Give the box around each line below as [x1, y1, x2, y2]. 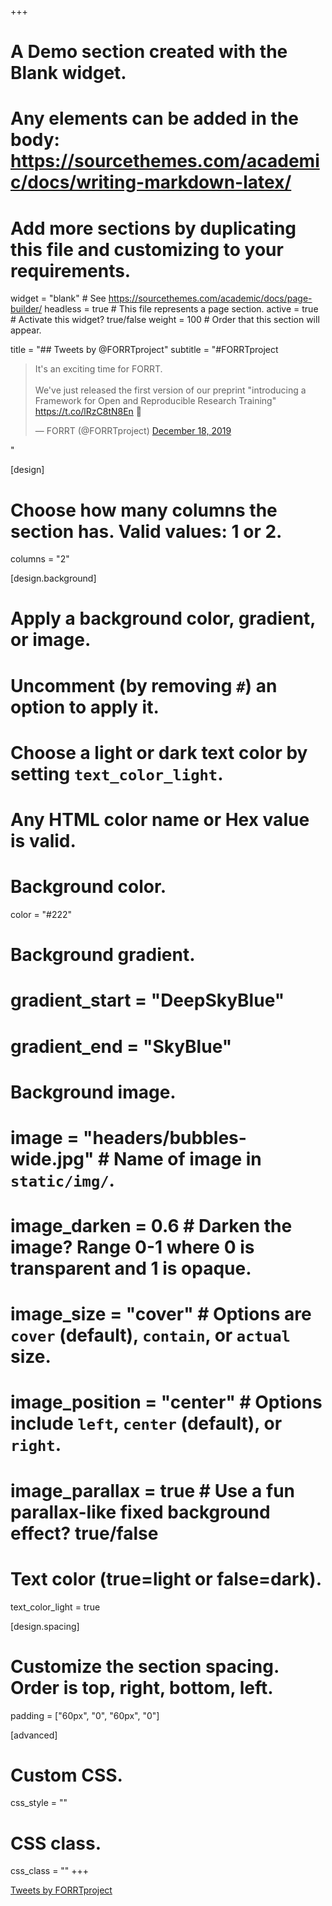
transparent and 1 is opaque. [10, 1257, 252, 1280]
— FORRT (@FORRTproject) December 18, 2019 [34, 425, 232, 437]
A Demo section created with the [10, 41, 288, 63]
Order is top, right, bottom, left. [10, 1676, 274, 1699]
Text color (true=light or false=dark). [10, 1567, 322, 1590]
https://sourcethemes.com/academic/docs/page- [108, 292, 313, 305]
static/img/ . [10, 1169, 115, 1191]
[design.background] [10, 572, 97, 585]
